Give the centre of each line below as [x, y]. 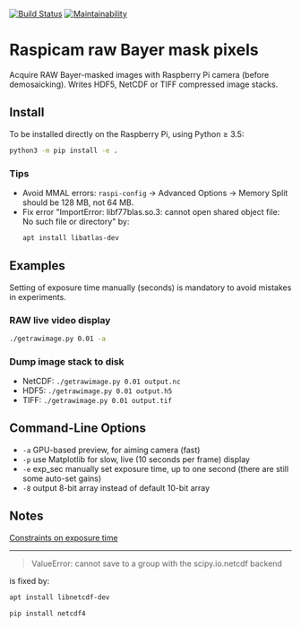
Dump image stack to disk [67, 361]
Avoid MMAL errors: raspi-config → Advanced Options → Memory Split [155, 193]
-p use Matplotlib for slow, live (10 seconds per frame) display [136, 459]
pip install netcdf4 [48, 614]
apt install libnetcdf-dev [60, 597]
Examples [37, 266]
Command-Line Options [77, 429]
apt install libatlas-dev [70, 237]
